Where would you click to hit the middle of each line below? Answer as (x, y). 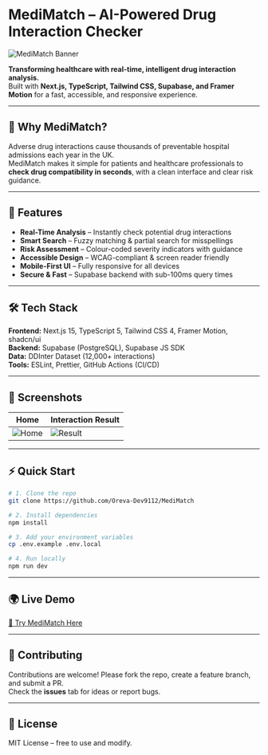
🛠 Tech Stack (43, 307)
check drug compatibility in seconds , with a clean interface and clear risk (131, 171)
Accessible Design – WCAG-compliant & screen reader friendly (124, 258)
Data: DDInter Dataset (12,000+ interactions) (82, 356)
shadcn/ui (25, 340)
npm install (28, 523)
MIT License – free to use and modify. (71, 743)
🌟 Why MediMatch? (58, 127)
